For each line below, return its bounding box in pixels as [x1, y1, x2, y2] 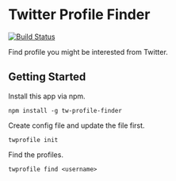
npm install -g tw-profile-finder [8, 106, 123, 114]
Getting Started [8, 70, 86, 84]
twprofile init [8, 136, 59, 144]
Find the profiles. [8, 149, 63, 160]
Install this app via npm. [8, 91, 86, 101]
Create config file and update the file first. [8, 121, 145, 130]
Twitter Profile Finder [8, 6, 151, 24]
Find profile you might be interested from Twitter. [8, 47, 168, 56]
